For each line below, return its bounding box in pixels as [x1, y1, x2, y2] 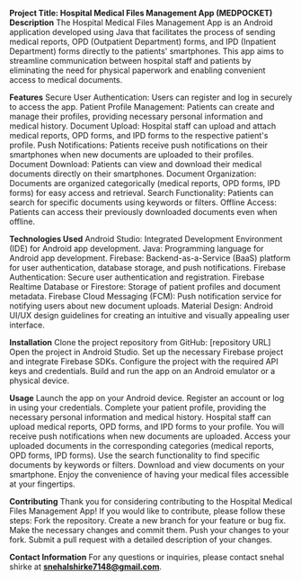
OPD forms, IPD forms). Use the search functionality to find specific [9, 450, 261, 460]
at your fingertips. [9, 478, 75, 489]
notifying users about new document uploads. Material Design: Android [9, 300, 274, 311]
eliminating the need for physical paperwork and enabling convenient [9, 65, 266, 76]
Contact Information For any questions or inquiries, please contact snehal [9, 552, 285, 562]
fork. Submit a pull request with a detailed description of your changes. [9, 534, 272, 545]
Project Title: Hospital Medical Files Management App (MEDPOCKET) [9, 8, 273, 18]
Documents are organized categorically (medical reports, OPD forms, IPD [9, 178, 281, 188]
